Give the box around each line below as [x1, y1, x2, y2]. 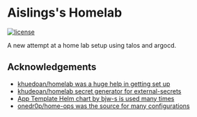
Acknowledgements [7, 61, 97, 73]
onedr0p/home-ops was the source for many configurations [17, 102, 190, 110]
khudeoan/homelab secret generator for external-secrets [17, 87, 182, 95]
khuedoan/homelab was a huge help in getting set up [17, 80, 171, 88]
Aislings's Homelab [7, 5, 123, 21]
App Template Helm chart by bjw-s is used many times [17, 94, 175, 102]
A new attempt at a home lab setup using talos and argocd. [7, 41, 177, 49]
